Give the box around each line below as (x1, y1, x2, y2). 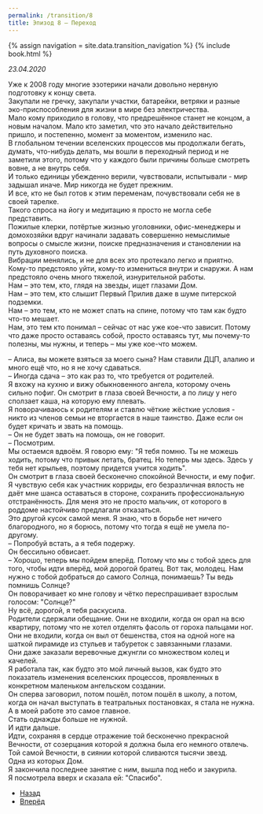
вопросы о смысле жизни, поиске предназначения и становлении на (8, 238, 241, 248)
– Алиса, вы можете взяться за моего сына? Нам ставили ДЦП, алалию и (8, 354, 255, 363)
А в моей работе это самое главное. (8, 706, 131, 716)
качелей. (8, 656, 38, 665)
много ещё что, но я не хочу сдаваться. (8, 362, 141, 372)
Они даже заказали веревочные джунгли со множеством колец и (8, 647, 230, 656)
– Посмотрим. (8, 438, 56, 448)
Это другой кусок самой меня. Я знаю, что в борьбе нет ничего (8, 513, 222, 522)
